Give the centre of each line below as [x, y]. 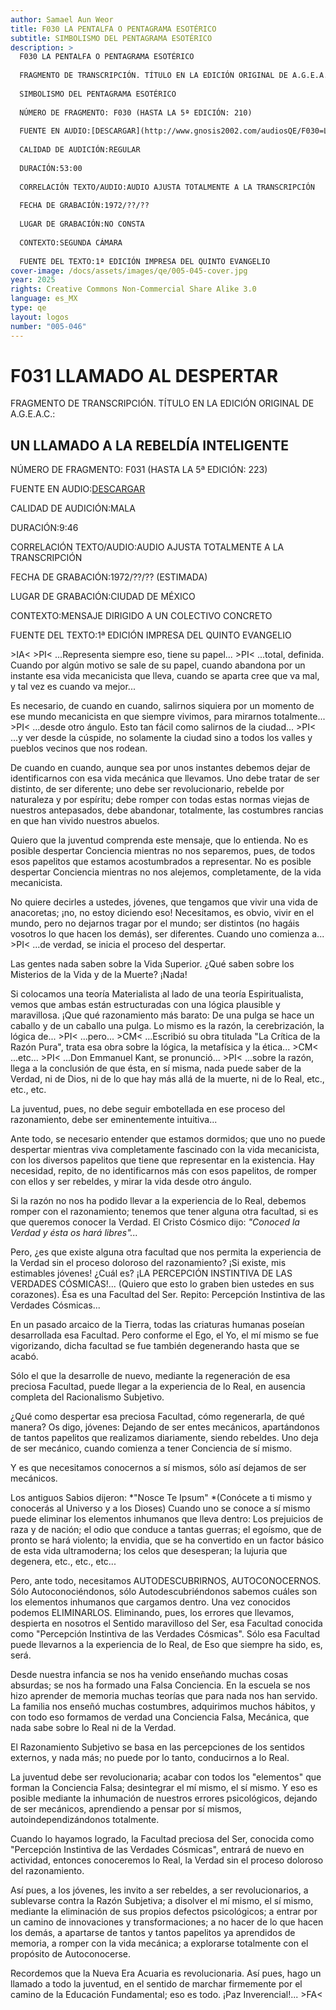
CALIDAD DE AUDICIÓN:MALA [73, 508]
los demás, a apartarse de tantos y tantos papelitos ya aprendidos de [153, 1933]
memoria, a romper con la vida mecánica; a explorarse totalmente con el [159, 1943]
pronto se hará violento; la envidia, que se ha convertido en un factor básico [167, 1540]
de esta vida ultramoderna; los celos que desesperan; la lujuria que [149, 1551]
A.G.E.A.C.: [33, 414]
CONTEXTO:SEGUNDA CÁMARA [71, 242]
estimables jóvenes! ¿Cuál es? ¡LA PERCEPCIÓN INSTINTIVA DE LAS [151, 1273]
